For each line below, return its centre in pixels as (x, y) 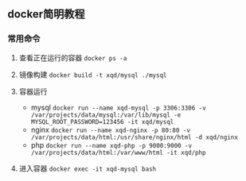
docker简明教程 (46, 14)
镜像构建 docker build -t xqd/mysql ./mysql (93, 75)
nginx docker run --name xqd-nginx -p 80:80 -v (110, 129)
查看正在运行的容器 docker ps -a (73, 57)
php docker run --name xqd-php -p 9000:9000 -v (111, 144)
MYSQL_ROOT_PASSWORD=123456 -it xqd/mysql (102, 121)
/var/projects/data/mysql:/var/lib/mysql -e (106, 115)
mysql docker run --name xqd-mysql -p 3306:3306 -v (118, 107)
